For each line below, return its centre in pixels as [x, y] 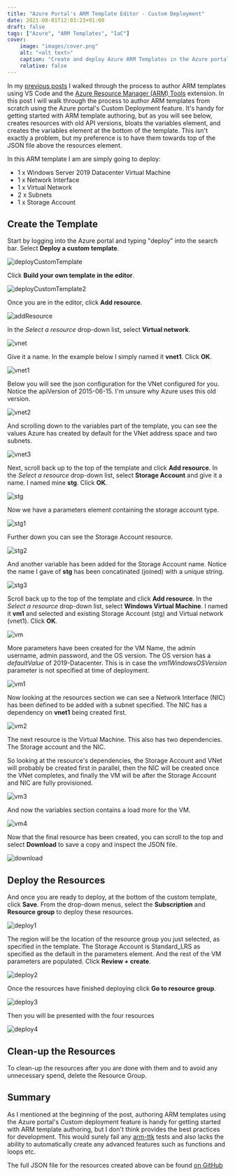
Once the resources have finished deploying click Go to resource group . [112, 988]
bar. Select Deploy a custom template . [63, 248]
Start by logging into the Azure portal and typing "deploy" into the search [113, 241]
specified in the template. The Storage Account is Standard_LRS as [104, 946]
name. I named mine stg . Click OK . [57, 483]
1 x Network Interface [48, 180]
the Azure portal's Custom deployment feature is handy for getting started [114, 1121]
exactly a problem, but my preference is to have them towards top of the [111, 138]
